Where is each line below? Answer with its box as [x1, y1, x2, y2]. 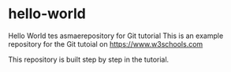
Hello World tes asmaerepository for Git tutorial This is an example [8, 31, 224, 40]
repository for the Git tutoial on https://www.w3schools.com [8, 39, 203, 48]
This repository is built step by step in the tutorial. [8, 55, 170, 64]
